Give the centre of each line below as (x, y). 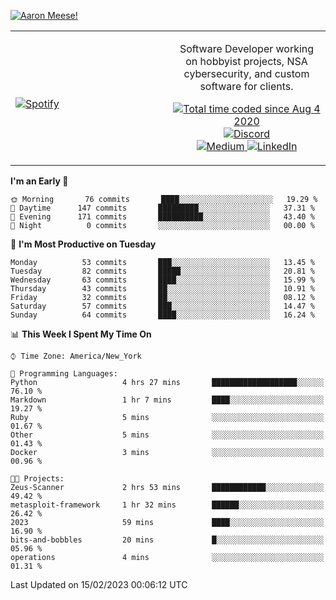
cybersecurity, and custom (246, 73)
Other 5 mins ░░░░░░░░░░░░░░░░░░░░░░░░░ (167, 435)
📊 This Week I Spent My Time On (81, 334)
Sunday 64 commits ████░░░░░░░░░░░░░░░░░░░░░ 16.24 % (162, 315)
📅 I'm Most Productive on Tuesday (83, 244)
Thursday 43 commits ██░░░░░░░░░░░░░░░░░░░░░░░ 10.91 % (162, 289)
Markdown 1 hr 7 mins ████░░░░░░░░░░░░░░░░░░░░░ (167, 400)
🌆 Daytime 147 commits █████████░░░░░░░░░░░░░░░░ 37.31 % (162, 208)
